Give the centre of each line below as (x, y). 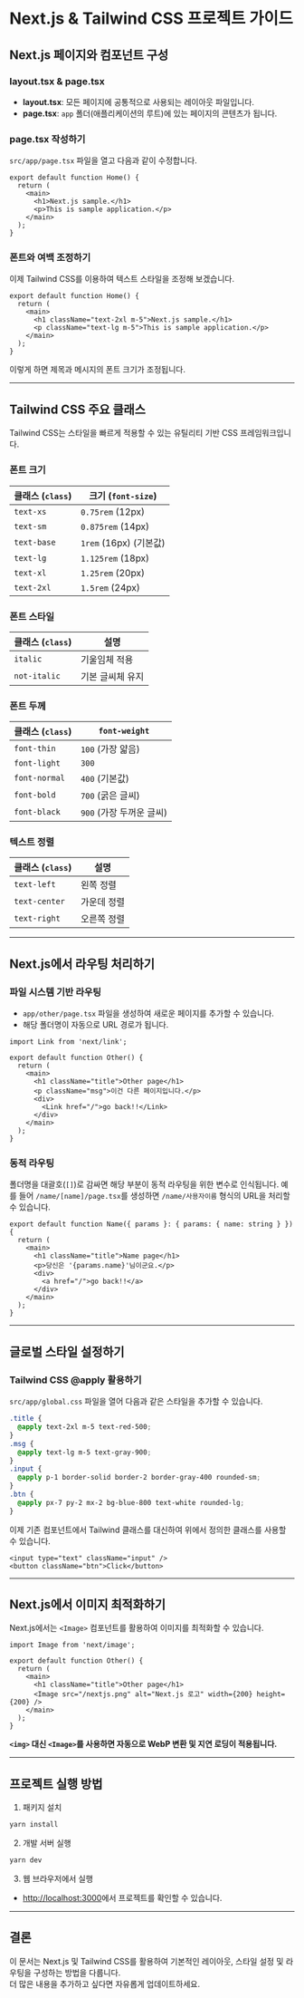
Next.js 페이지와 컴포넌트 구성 (89, 55)
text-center (40, 902)
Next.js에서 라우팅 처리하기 (82, 964)
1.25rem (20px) (112, 573)
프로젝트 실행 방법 (56, 1784)
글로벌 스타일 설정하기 (67, 1351)
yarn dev (26, 1860)
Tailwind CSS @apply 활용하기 (76, 1380)
